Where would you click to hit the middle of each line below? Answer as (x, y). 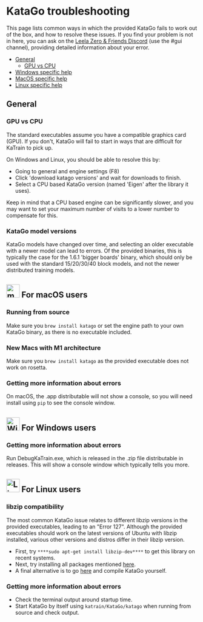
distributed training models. (41, 270)
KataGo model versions (42, 231)
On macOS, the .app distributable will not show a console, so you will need (99, 396)
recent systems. (35, 558)
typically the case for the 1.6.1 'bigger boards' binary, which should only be (99, 257)
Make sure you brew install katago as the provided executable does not (98, 361)
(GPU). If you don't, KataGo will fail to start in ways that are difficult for (94, 141)
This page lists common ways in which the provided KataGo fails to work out (102, 28)
